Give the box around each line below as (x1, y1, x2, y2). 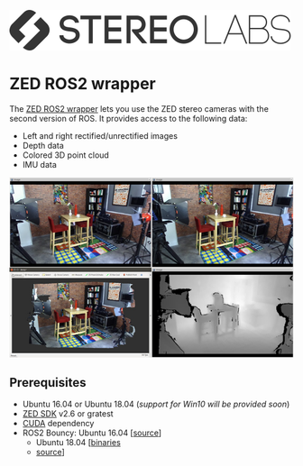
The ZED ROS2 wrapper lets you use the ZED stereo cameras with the (9, 103, 269, 114)
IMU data (22, 159, 57, 169)
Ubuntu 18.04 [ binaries (35, 437, 122, 448)
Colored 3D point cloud (22, 150, 110, 160)
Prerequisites (9, 375, 87, 390)
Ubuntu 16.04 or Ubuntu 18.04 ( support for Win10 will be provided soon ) (22, 398, 290, 410)
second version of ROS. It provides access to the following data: (9, 113, 248, 123)
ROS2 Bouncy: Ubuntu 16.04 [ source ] (22, 427, 162, 438)
